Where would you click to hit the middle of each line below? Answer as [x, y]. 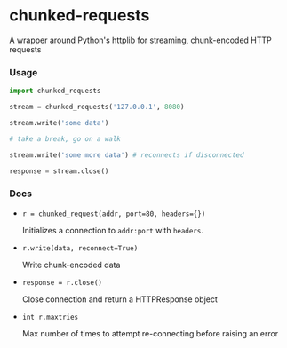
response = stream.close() [59, 171]
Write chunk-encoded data [71, 265]
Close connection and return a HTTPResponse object [120, 299]
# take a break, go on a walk [65, 138]
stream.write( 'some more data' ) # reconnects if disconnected [127, 155]
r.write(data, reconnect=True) [80, 248]
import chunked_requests [55, 91]
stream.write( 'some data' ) [59, 123]
